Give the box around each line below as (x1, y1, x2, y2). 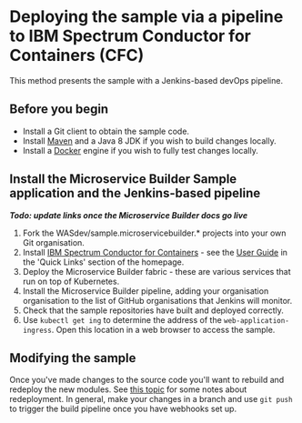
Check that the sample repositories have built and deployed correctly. (22, 305, 285, 316)
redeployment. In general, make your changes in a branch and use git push (9, 394, 293, 405)
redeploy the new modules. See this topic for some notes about (9, 384, 247, 395)
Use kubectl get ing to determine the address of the (22, 314, 223, 325)
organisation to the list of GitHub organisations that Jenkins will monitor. (22, 295, 293, 306)
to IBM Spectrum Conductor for (9, 25, 252, 46)
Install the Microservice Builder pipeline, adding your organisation (22, 285, 269, 297)
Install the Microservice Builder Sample (9, 171, 237, 187)
